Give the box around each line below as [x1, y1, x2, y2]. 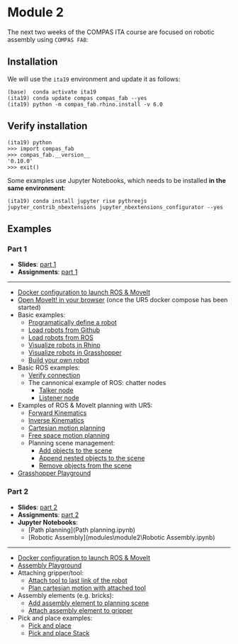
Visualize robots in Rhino [28, 341, 101, 350]
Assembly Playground [17, 561, 82, 570]
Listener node [38, 394, 79, 402]
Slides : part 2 [17, 503, 58, 511]
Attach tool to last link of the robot [28, 576, 127, 584]
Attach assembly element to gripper [28, 606, 133, 614]
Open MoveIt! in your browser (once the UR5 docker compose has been [17, 296, 228, 304]
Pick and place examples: [17, 614, 93, 622]
